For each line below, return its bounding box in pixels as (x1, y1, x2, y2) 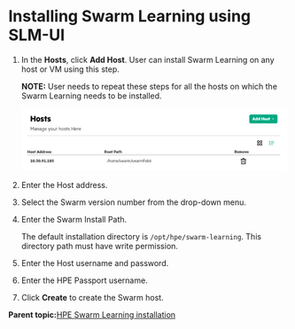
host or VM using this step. (20, 64, 120, 74)
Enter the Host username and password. (20, 257, 169, 268)
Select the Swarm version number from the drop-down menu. (20, 197, 247, 208)
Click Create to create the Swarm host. (20, 292, 165, 302)
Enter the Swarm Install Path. (20, 214, 128, 224)
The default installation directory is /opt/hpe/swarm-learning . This (20, 231, 262, 241)
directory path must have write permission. (20, 240, 179, 251)
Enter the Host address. (20, 179, 108, 190)
